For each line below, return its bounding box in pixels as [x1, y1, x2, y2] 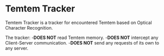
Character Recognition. [5, 24, 53, 30]
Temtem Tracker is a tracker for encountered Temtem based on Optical [5, 19, 152, 25]
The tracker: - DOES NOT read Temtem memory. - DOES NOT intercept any [5, 34, 159, 40]
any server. [5, 45, 29, 51]
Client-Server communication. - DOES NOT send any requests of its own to [5, 39, 159, 45]
